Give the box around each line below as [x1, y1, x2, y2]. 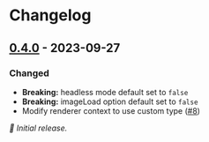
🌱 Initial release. [9, 123, 68, 133]
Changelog [9, 5, 92, 26]
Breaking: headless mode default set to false [21, 86, 189, 97]
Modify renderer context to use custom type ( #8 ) [21, 105, 201, 116]
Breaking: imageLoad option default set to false [21, 96, 198, 107]
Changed [9, 67, 50, 79]
